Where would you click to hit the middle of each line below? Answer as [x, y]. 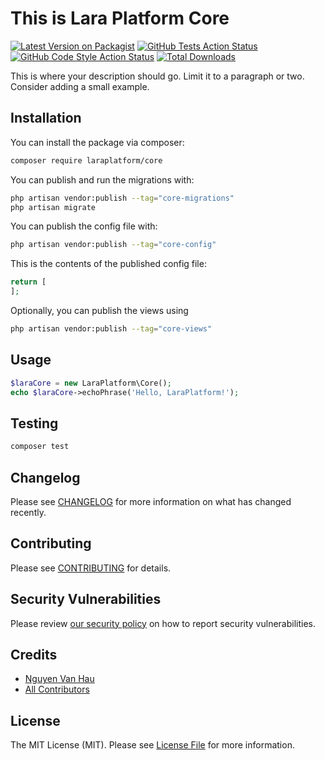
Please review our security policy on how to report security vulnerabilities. [163, 623]
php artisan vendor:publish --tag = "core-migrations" [122, 198]
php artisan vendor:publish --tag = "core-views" [111, 329]
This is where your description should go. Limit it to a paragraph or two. [157, 76]
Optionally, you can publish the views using [99, 310]
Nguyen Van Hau [59, 679]
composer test [40, 447]
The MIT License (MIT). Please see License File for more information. [152, 745]
